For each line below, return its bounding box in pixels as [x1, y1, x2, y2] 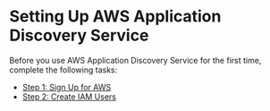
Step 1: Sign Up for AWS [21, 81, 112, 92]
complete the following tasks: [9, 64, 118, 75]
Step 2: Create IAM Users [21, 91, 117, 102]
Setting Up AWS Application [9, 6, 222, 27]
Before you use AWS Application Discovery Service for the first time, [9, 55, 262, 65]
